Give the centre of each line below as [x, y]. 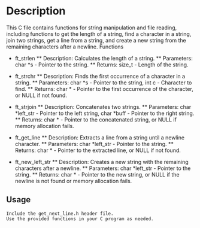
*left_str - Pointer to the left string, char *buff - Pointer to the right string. [104, 113]
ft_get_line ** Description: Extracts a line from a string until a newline [99, 137]
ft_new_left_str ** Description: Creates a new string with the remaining [101, 162]
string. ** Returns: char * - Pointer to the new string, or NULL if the [97, 174]
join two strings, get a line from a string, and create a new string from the [96, 40]
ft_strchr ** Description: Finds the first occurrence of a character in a [100, 76]
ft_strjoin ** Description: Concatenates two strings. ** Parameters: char [103, 107]
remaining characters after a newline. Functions [65, 47]
